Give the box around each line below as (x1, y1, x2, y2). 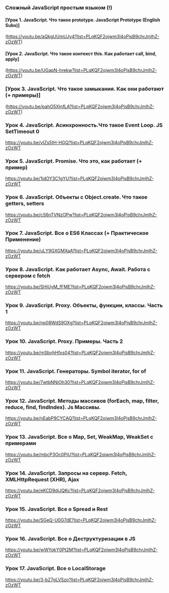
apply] (5, 56, 19, 62)
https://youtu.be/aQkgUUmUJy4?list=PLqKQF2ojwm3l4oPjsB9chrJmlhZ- (7, 34, 160, 40)
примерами (5, 440, 37, 447)
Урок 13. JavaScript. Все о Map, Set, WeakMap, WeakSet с (5, 434, 154, 441)
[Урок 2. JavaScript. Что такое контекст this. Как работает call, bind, (5, 50, 157, 57)
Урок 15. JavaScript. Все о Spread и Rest (5, 505, 108, 513)
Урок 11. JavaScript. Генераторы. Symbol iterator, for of (5, 367, 146, 374)
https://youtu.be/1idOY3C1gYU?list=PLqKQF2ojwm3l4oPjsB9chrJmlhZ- (5, 175, 154, 182)
